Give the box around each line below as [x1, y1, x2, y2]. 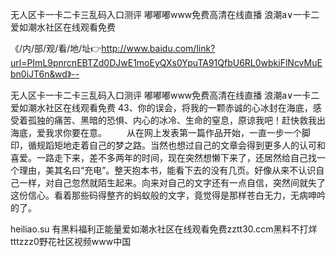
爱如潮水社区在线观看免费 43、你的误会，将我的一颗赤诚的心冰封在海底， [10, 102, 313, 113]
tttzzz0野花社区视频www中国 [10, 236, 132, 247]
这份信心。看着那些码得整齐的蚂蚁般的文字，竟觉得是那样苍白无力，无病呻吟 [10, 189, 326, 201]
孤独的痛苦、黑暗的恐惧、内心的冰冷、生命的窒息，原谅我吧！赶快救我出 [27, 114, 326, 126]
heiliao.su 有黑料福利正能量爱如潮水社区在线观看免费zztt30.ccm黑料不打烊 [10, 223, 318, 235]
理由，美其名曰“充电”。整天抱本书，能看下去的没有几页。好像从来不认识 [18, 164, 317, 176]
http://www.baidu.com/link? [101, 43, 216, 54]
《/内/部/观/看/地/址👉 [10, 43, 102, 54]
